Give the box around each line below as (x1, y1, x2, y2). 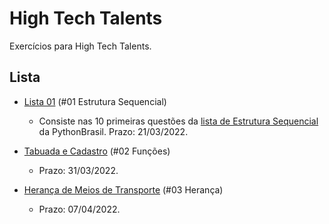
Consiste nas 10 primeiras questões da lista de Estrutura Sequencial (38, 115, 319, 127)
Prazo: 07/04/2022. (38, 203, 121, 215)
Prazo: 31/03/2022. (38, 164, 119, 176)
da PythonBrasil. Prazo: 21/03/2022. (38, 125, 189, 137)
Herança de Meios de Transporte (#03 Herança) (23, 183, 224, 196)
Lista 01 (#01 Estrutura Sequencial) (23, 95, 167, 107)
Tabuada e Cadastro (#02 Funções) (23, 145, 171, 157)
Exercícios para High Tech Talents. (9, 40, 152, 52)
